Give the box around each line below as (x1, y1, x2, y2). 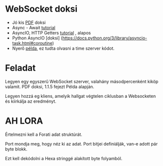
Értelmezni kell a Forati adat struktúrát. (5, 131, 83, 137)
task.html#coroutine (12, 40, 53, 46)
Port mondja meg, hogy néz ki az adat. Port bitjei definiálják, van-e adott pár (5, 141, 158, 147)
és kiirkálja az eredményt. (5, 98, 57, 104)
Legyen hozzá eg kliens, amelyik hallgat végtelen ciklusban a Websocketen (5, 93, 156, 99)
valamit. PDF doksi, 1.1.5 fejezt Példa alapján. (5, 84, 94, 90)
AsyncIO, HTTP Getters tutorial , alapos (12, 30, 91, 36)
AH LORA (5, 115, 43, 127)
